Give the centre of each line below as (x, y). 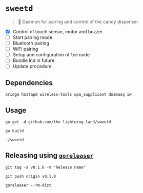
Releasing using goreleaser (49, 155)
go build (15, 131)
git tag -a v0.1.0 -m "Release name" (46, 167)
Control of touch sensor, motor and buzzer (58, 31)
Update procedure (32, 66)
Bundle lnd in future (34, 60)
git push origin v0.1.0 (31, 176)
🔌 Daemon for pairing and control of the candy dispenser (78, 22)
